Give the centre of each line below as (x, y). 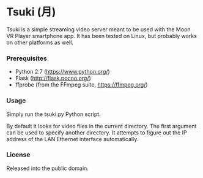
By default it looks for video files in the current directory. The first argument (102, 126)
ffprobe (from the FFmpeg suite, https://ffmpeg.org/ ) (81, 85)
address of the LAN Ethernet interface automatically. (72, 139)
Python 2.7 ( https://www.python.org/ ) (62, 72)
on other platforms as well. (40, 42)
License (18, 155)
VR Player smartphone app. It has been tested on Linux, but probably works (102, 36)
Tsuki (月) (31, 12)
